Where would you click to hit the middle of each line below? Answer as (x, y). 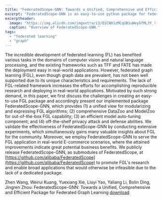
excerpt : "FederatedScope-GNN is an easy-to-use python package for (75, 14)
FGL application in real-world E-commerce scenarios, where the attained (77, 142)
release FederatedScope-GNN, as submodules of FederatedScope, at (74, 152)
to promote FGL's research (123, 162)
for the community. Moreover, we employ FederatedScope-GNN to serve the (81, 137)
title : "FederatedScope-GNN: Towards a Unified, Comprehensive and (74, 9)
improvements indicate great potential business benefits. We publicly (74, 147)
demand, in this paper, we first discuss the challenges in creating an (73, 96)
